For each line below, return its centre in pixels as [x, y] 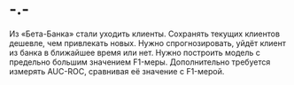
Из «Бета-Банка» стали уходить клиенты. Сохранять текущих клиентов [145, 34]
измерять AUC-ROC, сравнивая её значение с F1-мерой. [117, 71]
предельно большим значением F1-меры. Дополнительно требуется [140, 62]
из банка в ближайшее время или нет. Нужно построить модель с [135, 52]
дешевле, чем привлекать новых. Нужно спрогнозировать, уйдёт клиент [147, 42]
